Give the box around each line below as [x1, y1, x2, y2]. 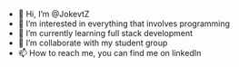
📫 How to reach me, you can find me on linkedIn [17, 48, 202, 58]
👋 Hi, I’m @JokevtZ [17, 9, 90, 19]
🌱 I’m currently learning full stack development [17, 28, 194, 38]
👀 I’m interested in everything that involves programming [17, 18, 230, 29]
